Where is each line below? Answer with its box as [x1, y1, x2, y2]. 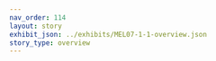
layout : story [9, 22, 63, 30]
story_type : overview [9, 38, 91, 48]
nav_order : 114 [9, 13, 67, 22]
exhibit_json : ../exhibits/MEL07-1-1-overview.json [9, 30, 207, 39]
